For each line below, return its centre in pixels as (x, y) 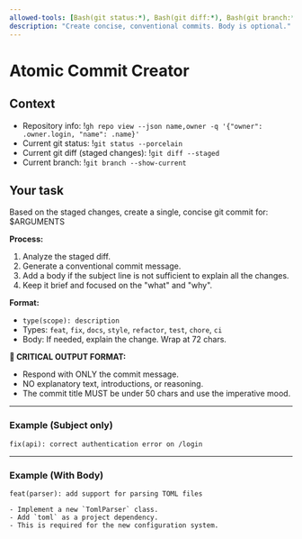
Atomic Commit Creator (100, 71)
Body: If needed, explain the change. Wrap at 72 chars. (124, 340)
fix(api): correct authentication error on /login (106, 444)
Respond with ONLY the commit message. (101, 374)
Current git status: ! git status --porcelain (102, 143)
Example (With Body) (57, 475)
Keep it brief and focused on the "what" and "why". (117, 286)
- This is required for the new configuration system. (114, 525)
